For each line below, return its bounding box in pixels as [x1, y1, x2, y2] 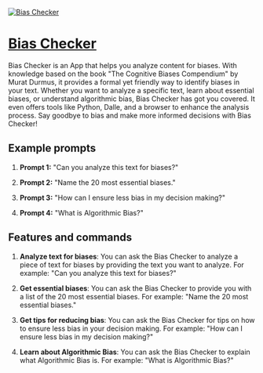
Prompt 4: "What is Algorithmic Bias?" [19, 208, 144, 217]
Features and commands [8, 231, 132, 244]
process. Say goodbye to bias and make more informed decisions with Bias [8, 110, 251, 120]
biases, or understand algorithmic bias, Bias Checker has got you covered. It [8, 94, 255, 103]
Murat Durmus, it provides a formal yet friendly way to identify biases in [8, 77, 240, 86]
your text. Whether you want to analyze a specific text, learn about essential [8, 85, 254, 95]
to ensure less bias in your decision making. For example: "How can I [19, 324, 243, 333]
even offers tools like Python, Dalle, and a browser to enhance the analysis [8, 102, 250, 111]
